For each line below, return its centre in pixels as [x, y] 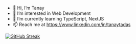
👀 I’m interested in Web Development [52, 13]
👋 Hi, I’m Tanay [28, 8]
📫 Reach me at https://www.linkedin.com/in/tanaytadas [72, 25]
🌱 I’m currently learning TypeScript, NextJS [58, 19]
